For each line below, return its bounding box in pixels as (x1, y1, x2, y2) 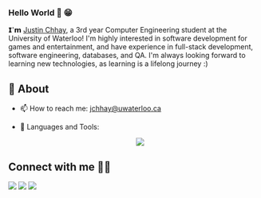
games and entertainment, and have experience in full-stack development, (8, 42, 254, 52)
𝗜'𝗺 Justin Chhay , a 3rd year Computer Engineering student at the (8, 25, 227, 35)
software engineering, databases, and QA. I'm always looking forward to (8, 51, 246, 60)
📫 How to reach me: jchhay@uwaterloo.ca (19, 103, 162, 114)
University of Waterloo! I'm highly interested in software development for (8, 33, 247, 43)
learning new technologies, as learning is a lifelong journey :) (8, 59, 209, 68)
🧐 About (8, 82, 49, 95)
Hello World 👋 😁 (8, 7, 73, 18)
